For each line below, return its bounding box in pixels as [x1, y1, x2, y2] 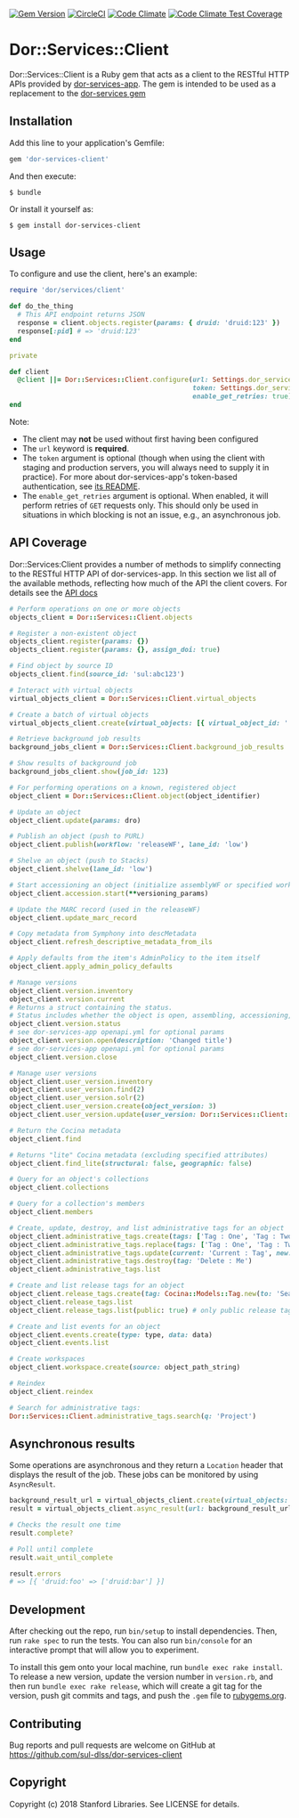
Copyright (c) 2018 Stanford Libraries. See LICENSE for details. [9, 1798, 240, 1809]
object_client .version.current [9, 994, 125, 1004]
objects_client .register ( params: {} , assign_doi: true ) [9, 646, 221, 655]
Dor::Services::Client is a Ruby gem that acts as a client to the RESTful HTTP [9, 69, 290, 79]
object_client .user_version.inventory [9, 1077, 153, 1086]
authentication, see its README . [21, 481, 141, 492]
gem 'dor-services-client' [9, 154, 109, 164]
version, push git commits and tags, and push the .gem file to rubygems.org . [9, 1691, 287, 1701]
